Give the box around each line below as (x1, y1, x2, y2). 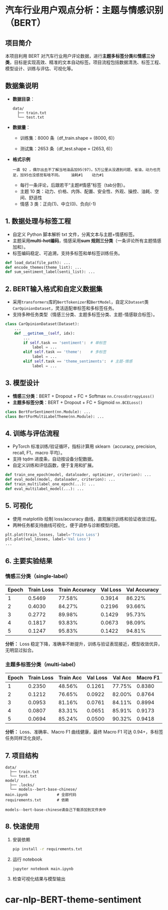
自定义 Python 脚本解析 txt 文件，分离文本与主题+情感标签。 (12, 231, 137, 237)
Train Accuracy (58, 586, 96, 593)
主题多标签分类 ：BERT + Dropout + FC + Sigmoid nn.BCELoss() (12, 399, 143, 405)
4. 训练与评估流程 (5, 429, 59, 438)
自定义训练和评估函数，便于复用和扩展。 (12, 462, 96, 468)
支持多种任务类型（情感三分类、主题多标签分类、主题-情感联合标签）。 (12, 312, 158, 318)
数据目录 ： (12, 96, 35, 102)
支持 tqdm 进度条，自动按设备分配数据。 (12, 456, 96, 462)
